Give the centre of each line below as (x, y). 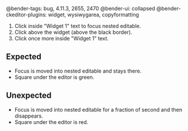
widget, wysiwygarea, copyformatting (93, 15)
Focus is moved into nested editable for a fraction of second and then (98, 109)
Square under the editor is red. (51, 122)
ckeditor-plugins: (27, 15)
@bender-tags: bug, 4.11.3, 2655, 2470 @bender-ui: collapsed (81, 8)
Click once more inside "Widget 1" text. (62, 38)
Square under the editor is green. (54, 77)
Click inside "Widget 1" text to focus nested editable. (78, 26)
